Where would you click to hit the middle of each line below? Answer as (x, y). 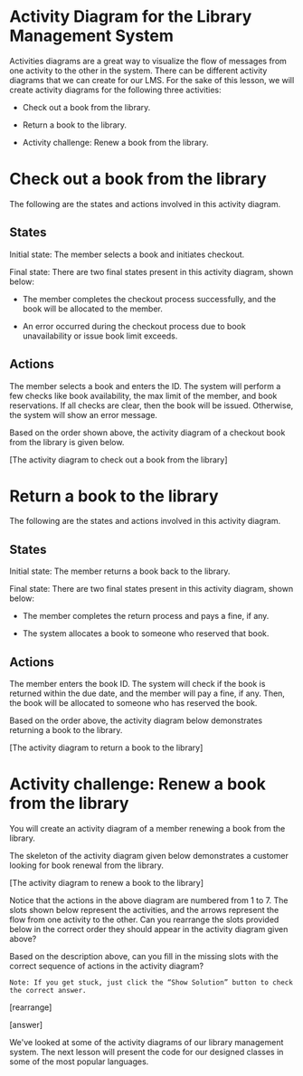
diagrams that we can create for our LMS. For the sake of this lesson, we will (152, 80)
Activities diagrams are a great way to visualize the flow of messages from (148, 61)
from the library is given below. (67, 442)
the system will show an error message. (84, 414)
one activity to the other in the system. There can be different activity (138, 71)
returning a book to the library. (66, 730)
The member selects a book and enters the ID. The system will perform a (145, 386)
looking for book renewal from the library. (87, 865)
